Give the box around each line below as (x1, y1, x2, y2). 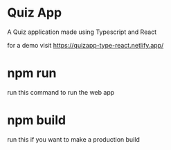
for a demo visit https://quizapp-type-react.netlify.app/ (7, 41, 164, 49)
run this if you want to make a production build (7, 135, 140, 143)
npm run (7, 66, 57, 81)
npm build (7, 113, 66, 129)
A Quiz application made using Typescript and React (7, 28, 157, 36)
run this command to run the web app (7, 88, 115, 96)
